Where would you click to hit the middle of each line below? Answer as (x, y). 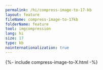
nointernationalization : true (37, 48)
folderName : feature (27, 24)
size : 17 (14, 39)
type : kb (14, 43)
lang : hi (14, 33)
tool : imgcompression (28, 29)
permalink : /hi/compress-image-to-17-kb (49, 10)
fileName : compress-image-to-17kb (42, 19)
